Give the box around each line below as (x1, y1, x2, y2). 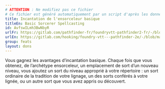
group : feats (5, 39, 32, 44)
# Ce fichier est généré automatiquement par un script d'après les (5, 12, 148, 17)
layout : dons (5, 44, 32, 49)
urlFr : (5, 30, 19, 35)
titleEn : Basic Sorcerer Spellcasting (5, 21, 84, 26)
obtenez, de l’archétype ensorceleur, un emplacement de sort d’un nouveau (5, 62, 159, 68)
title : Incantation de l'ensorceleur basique (5, 16, 100, 21)
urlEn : (5, 35, 19, 40)
